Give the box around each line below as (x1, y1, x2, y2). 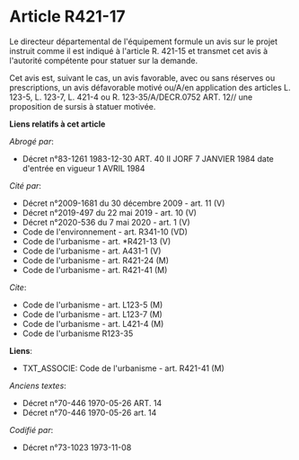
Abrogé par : (9, 136, 54, 146)
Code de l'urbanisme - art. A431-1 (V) (22, 245, 162, 256)
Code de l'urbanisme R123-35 (22, 328, 134, 339)
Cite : (9, 281, 27, 293)
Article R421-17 (9, 6, 126, 27)
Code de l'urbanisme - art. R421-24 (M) (22, 254, 169, 266)
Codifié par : (9, 424, 54, 435)
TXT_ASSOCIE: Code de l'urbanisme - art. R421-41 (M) (22, 362, 224, 374)
